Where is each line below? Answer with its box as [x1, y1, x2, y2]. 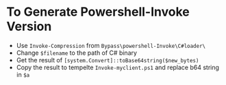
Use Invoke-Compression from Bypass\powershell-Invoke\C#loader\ [16, 41, 206, 49]
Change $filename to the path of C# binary [16, 49, 138, 57]
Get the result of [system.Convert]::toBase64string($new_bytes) [16, 56, 199, 64]
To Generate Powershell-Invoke [6, 4, 190, 20]
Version [6, 19, 52, 34]
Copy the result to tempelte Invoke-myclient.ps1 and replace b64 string [16, 63, 220, 71]
